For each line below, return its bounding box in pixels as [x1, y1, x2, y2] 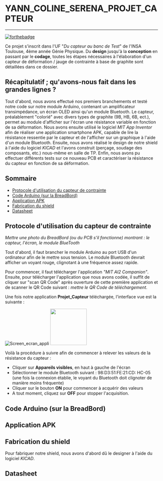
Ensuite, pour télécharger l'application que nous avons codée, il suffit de [5, 274, 150, 280]
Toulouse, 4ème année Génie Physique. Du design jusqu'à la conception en [5, 48, 158, 54]
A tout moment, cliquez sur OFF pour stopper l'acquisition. [12, 390, 130, 396]
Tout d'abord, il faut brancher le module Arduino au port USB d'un [5, 249, 137, 255]
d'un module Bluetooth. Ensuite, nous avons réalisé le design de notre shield [5, 139, 158, 146]
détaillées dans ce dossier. [5, 64, 58, 69]
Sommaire [5, 174, 37, 182]
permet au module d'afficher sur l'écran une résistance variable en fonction [5, 119, 156, 125]
